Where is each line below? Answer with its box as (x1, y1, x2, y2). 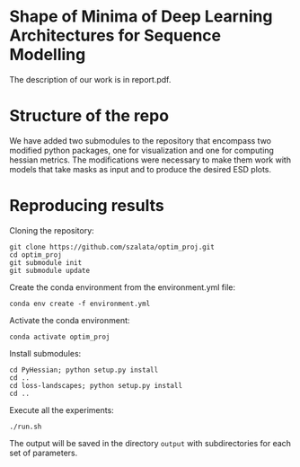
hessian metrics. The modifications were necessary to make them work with (9, 154, 292, 165)
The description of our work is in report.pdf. (9, 74, 172, 84)
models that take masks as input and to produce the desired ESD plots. (9, 163, 272, 174)
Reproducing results (9, 196, 164, 216)
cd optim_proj (9, 250, 63, 260)
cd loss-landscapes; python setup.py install (9, 381, 182, 390)
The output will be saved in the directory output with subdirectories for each (9, 437, 292, 448)
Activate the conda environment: (9, 314, 130, 325)
